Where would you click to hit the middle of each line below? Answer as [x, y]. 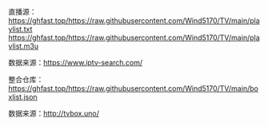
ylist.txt [20, 29]
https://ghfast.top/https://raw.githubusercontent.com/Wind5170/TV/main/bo [133, 89]
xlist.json [23, 97]
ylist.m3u [23, 46]
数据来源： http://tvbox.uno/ [54, 113]
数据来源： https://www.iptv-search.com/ [76, 63]
